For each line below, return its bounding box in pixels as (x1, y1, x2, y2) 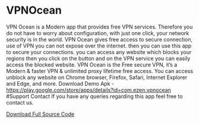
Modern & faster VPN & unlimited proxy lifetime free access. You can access (6, 67, 194, 74)
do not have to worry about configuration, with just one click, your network (6, 29, 189, 36)
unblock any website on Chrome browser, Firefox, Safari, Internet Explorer (6, 74, 188, 81)
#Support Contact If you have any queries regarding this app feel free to (6, 93, 183, 100)
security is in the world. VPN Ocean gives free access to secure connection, (6, 36, 193, 43)
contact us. (6, 99, 34, 106)
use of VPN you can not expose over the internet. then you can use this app (6, 42, 192, 49)
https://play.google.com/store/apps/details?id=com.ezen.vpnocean (6, 86, 171, 93)
